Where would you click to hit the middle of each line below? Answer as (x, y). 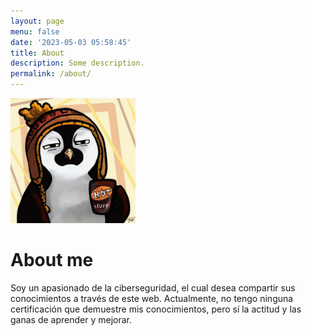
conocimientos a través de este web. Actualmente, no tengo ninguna (152, 298)
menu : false (35, 31)
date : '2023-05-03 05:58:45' (71, 42)
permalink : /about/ (51, 74)
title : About (37, 53)
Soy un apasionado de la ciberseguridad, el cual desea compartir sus (153, 287)
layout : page (37, 21)
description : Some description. (77, 63)
